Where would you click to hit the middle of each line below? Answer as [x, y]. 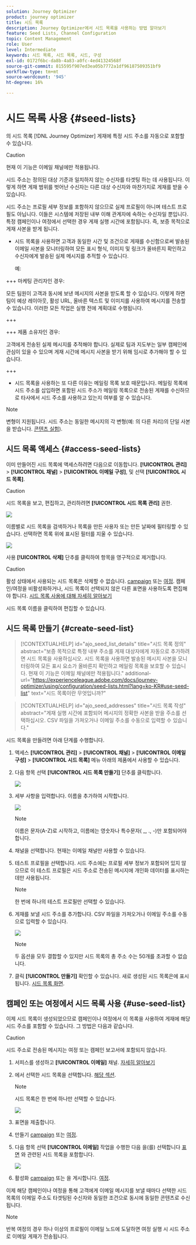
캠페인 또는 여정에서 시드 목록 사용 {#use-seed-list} [96, 1003]
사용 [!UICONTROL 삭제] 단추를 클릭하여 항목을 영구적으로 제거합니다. [86, 557]
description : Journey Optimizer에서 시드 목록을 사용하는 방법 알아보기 [86, 28]
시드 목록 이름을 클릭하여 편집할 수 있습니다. [56, 608]
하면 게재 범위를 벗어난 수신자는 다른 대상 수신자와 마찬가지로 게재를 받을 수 [103, 187]
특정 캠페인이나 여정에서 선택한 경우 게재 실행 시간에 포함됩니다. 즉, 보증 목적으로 [98, 221]
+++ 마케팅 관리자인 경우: [35, 281]
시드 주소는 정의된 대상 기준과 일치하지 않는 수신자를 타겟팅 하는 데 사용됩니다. [95, 179]
